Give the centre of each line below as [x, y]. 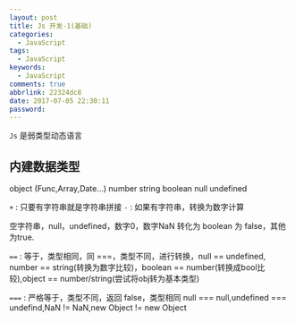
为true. [22, 237]
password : [28, 109]
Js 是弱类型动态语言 [46, 136]
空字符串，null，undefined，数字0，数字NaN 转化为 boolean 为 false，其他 [147, 226]
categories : [31, 34]
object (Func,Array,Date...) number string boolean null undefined [128, 189]
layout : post [34, 17]
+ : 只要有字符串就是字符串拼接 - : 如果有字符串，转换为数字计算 [127, 208]
